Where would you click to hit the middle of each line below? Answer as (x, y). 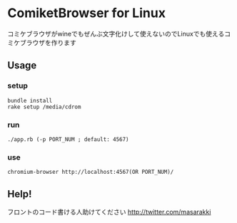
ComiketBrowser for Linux (87, 13)
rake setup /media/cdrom (44, 107)
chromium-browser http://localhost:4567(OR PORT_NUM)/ (91, 172)
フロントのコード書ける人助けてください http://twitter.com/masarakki (109, 212)
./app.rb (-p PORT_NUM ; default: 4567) (69, 139)
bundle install (30, 100)
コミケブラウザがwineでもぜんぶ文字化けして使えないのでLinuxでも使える (116, 33)
